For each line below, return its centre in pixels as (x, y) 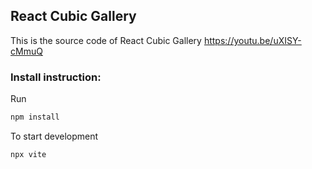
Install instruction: (56, 77)
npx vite (28, 154)
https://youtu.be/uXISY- (252, 40)
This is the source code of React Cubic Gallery (106, 40)
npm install (35, 117)
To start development (54, 136)
